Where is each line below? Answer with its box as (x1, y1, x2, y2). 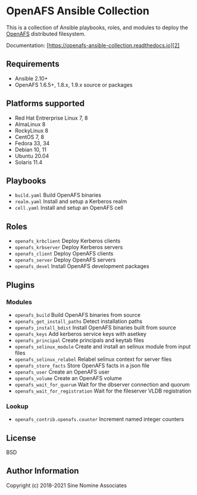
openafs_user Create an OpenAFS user (14, 368, 110, 375)
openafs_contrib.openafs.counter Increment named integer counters (14, 416, 185, 423)
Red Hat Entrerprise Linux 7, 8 (14, 114, 88, 122)
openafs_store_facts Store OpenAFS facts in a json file (14, 362, 150, 369)
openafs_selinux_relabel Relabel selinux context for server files (14, 356, 172, 363)
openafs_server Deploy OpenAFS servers (14, 256, 116, 263)
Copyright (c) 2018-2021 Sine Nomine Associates (6, 481, 127, 489)
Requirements (6, 59, 60, 69)
